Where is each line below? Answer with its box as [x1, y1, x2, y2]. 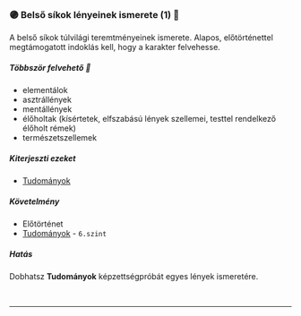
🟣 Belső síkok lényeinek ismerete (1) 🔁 [9, 8, 180, 21]
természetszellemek [21, 132, 97, 143]
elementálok [21, 85, 69, 96]
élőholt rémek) [21, 123, 76, 133]
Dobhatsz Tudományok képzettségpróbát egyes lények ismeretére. [9, 271, 259, 282]
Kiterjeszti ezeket [9, 152, 76, 164]
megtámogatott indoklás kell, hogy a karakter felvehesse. [9, 42, 221, 53]
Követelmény [9, 196, 60, 207]
